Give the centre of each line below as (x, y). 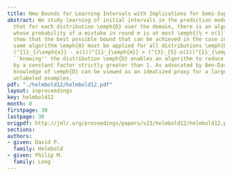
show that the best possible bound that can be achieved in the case (115, 39)
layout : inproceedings (40, 91)
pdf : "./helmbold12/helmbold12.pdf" (60, 85)
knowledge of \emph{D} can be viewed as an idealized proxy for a (111, 71)
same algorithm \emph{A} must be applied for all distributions (108, 46)
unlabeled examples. (43, 78)
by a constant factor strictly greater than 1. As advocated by (108, 65)
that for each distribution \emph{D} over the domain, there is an (113, 26)
